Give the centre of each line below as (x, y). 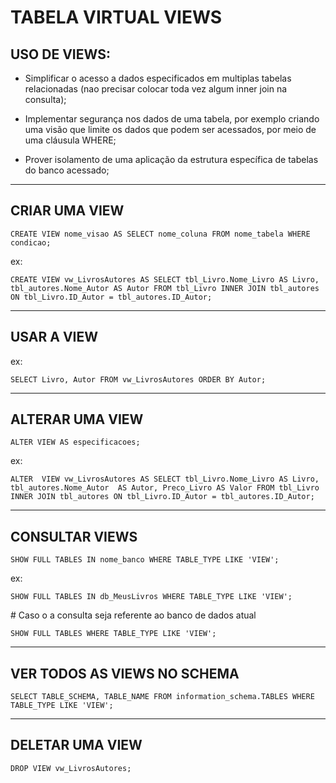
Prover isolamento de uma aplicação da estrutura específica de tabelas (171, 159)
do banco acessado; (67, 170)
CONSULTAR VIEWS (74, 536)
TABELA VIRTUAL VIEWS (116, 17)
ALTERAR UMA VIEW (77, 419)
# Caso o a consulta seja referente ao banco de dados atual (133, 615)
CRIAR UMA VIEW (67, 211)
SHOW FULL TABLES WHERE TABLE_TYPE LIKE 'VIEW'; (113, 634)
